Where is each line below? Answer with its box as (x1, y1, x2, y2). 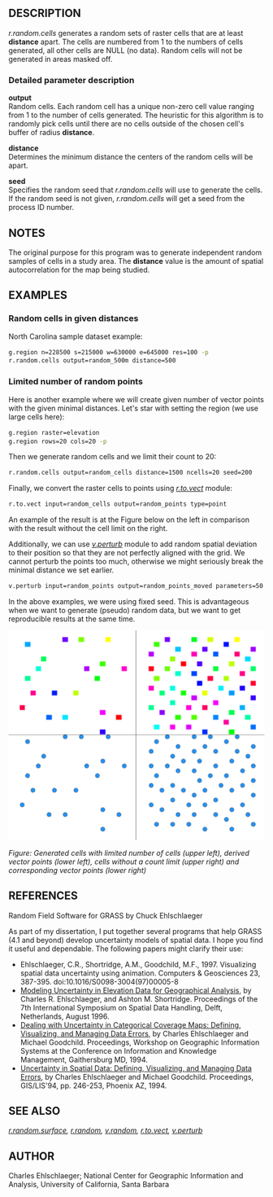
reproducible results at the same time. (8, 614, 136, 624)
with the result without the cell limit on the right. (8, 524, 168, 533)
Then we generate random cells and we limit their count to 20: (8, 452, 217, 462)
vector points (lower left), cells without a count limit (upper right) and (8, 857, 240, 866)
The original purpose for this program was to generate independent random (8, 248, 262, 257)
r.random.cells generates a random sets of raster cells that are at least (8, 28, 244, 37)
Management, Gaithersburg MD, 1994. (19, 1054, 148, 1064)
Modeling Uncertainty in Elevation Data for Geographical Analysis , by (19, 985, 252, 995)
